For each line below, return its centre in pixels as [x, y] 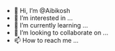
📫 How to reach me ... [46, 40]
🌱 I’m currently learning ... [51, 25]
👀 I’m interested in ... [43, 18]
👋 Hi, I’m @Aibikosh [42, 11]
